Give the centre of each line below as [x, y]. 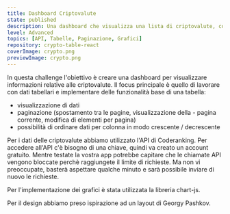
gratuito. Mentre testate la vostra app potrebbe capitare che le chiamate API [114, 155]
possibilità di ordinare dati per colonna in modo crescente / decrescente [118, 126]
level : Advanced [30, 32]
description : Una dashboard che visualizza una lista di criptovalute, [111, 26]
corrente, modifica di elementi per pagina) [76, 120]
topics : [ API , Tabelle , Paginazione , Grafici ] [75, 39]
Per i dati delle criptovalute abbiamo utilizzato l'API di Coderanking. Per [107, 140]
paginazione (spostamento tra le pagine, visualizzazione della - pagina [117, 112]
